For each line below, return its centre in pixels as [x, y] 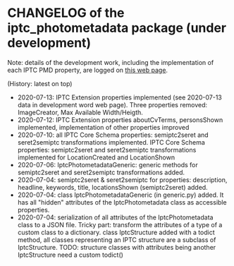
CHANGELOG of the [66, 13]
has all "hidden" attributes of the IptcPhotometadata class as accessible [122, 202]
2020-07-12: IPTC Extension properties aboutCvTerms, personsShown [120, 120]
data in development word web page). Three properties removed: [112, 104]
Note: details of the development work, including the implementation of [111, 62]
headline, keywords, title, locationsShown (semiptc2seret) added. [112, 187]
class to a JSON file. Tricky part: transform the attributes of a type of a [120, 224]
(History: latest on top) [40, 83]
